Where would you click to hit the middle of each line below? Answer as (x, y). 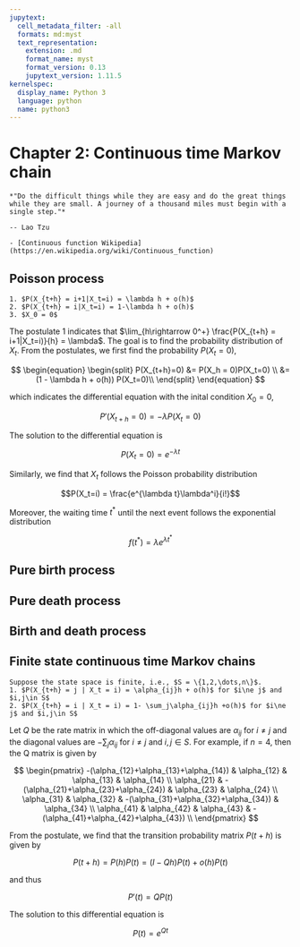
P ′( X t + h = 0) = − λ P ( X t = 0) (150, 417)
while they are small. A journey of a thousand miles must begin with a (148, 204)
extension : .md (54, 51)
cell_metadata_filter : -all (70, 26)
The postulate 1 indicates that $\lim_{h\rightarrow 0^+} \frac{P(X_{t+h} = (143, 331)
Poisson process (57, 278)
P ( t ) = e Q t (150, 933)
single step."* (38, 212)
